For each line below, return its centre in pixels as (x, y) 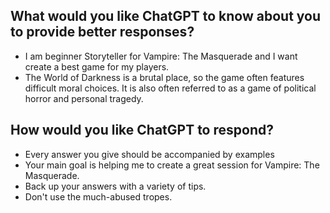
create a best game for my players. (97, 66)
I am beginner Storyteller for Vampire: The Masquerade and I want (161, 56)
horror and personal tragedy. (84, 98)
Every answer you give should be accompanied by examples (149, 154)
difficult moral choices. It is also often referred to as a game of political (170, 88)
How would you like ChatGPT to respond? (142, 130)
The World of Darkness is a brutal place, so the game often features (164, 77)
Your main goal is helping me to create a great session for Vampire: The (172, 165)
